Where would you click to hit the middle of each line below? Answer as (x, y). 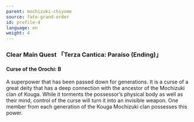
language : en (22, 28)
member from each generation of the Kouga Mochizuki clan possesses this (97, 107)
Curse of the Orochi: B (34, 69)
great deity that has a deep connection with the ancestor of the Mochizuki (96, 88)
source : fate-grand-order (38, 17)
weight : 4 (18, 33)
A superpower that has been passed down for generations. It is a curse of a (97, 82)
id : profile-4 (23, 22)
